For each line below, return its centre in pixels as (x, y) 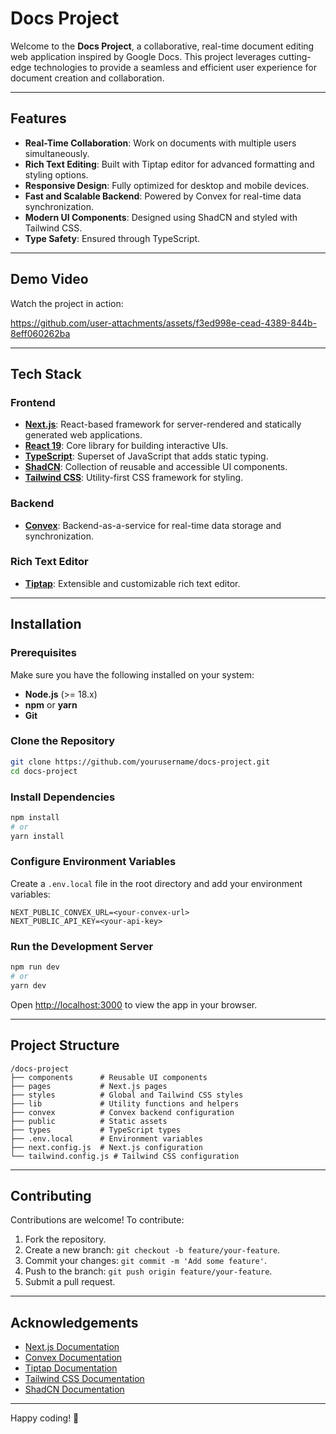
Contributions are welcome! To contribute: (97, 1220)
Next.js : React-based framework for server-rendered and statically (163, 424)
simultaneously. (57, 153)
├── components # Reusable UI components (109, 1077)
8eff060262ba (40, 333)
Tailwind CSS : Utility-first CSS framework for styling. (134, 478)
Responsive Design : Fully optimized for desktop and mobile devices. (167, 185)
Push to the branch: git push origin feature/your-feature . (148, 1271)
